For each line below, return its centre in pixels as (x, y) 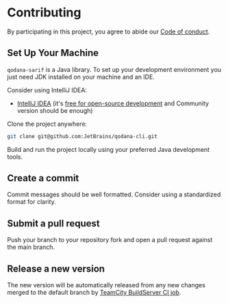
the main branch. (31, 247)
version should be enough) (55, 110)
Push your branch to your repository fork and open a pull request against (110, 240)
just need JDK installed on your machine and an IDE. (81, 77)
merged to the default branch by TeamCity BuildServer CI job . (94, 293)
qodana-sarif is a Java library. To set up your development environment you (114, 69)
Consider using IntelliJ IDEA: (47, 90)
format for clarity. (31, 202)
